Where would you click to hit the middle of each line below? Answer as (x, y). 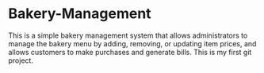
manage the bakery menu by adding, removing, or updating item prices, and (132, 43)
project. (21, 60)
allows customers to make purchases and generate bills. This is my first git (130, 52)
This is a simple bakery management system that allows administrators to (128, 35)
